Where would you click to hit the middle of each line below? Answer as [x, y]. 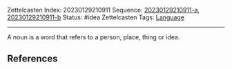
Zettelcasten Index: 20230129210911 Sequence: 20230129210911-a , [104, 10]
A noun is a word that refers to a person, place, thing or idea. [94, 37]
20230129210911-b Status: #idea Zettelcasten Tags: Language [96, 17]
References [32, 59]
